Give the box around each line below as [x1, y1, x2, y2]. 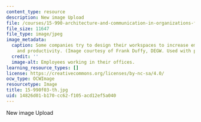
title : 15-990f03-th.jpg [6, 87, 68, 93]
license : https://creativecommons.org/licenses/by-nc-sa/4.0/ [6, 70, 165, 76]
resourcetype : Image [6, 82, 58, 88]
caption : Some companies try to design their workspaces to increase [11, 43, 188, 49]
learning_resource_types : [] [6, 64, 79, 71]
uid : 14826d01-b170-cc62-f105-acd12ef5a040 [6, 93, 117, 99]
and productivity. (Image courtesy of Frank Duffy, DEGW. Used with [17, 48, 191, 54]
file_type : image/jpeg [6, 31, 63, 37]
